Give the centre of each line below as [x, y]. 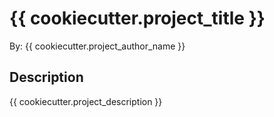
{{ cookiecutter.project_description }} [86, 101]
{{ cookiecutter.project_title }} [137, 18]
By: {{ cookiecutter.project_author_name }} [97, 46]
